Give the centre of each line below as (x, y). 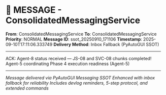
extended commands (27, 88)
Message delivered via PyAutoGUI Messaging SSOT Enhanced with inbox (80, 77)
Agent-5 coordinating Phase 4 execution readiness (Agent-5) (68, 64)
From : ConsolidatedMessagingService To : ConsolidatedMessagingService (81, 34)
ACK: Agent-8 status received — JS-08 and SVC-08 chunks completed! (79, 58)
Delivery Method (71, 44)
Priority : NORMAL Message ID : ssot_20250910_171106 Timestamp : (74, 39)
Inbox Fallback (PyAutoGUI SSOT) (125, 44)
